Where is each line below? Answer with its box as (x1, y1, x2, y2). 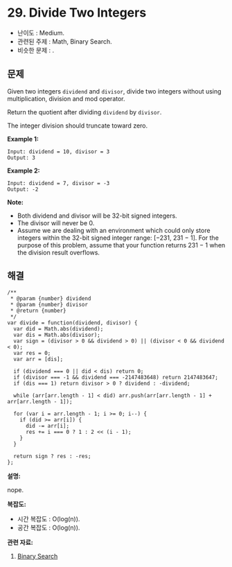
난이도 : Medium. (17, 28, 64, 37)
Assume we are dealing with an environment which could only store (17, 226, 211, 234)
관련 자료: (7, 538, 33, 546)
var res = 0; (13, 349, 51, 356)
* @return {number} (10, 307, 67, 314)
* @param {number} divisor (10, 301, 89, 308)
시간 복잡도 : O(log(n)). (17, 514, 80, 523)
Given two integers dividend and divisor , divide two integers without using (7, 87, 222, 95)
